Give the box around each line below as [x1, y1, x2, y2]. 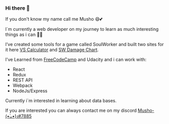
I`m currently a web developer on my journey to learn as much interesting [5, 26, 159, 32]
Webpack [12, 82, 33, 89]
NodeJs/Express [12, 88, 48, 94]
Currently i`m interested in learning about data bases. [5, 98, 117, 104]
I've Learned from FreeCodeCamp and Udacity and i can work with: [5, 57, 147, 63]
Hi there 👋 [5, 5, 30, 12]
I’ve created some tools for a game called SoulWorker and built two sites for [5, 42, 164, 48]
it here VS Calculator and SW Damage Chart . [5, 47, 99, 53]
